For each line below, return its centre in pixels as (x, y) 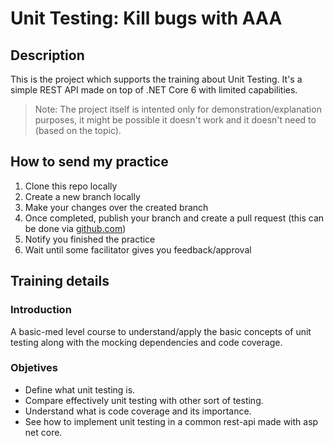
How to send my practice (89, 162)
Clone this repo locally (71, 186)
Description (47, 55)
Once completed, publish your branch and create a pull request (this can (174, 218)
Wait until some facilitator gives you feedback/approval (138, 249)
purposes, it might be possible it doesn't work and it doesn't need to (175, 120)
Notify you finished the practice (90, 239)
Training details (60, 281)
